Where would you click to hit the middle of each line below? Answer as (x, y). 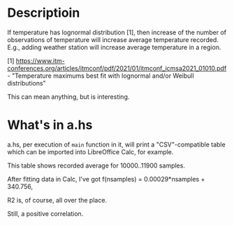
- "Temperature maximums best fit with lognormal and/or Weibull (101, 76)
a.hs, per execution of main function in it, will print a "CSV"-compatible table (116, 144)
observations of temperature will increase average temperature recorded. (113, 39)
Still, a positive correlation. (45, 213)
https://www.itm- (40, 60)
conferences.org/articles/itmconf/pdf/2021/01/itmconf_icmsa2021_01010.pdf (117, 68)
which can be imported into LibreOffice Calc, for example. (90, 151)
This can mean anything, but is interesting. (68, 97)
